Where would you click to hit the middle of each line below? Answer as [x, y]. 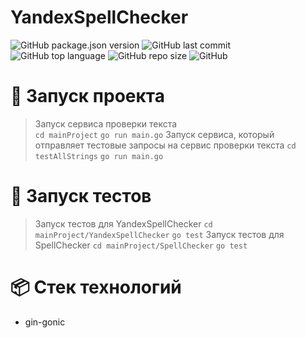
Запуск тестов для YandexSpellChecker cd [123, 223]
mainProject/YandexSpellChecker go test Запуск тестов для [159, 234]
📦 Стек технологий [96, 287]
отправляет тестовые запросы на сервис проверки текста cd [165, 145]
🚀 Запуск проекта [87, 96]
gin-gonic [45, 322]
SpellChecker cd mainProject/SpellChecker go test [141, 245]
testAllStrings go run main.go [99, 156]
